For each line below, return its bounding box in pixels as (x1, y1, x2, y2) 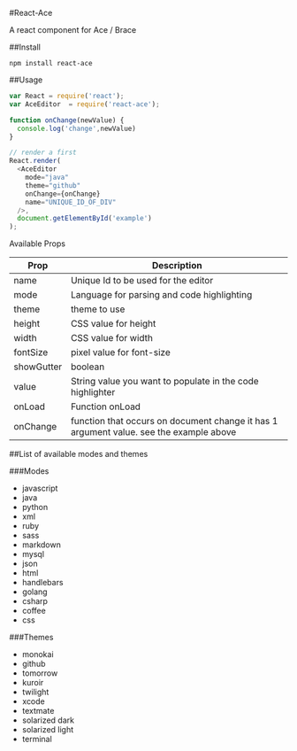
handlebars (21, 577, 64, 588)
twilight (21, 686, 49, 698)
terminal (21, 734, 53, 745)
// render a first (9, 148, 77, 158)
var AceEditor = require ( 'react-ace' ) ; (9, 99, 161, 109)
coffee (21, 606, 46, 616)
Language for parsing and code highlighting (70, 289, 253, 301)
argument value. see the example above (70, 426, 237, 438)
